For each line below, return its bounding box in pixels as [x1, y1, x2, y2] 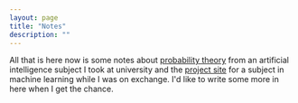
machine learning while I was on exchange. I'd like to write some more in [9, 74, 280, 85]
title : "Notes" [9, 22, 67, 31]
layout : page [9, 13, 59, 23]
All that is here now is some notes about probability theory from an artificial [9, 55, 289, 66]
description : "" [9, 30, 70, 39]
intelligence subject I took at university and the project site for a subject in [9, 64, 284, 75]
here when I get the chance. [9, 83, 115, 95]
